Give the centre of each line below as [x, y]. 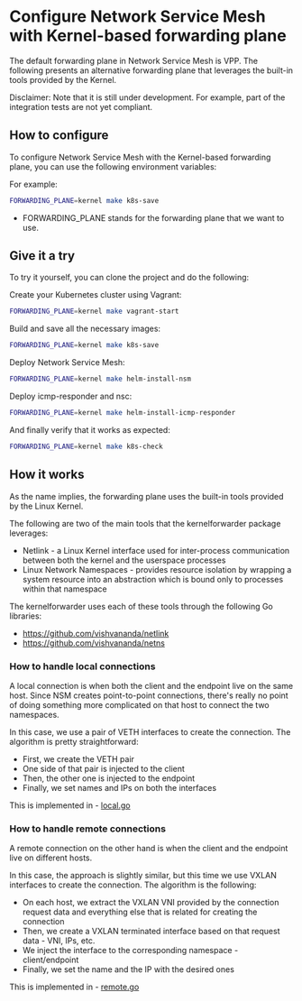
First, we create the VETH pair [78, 758]
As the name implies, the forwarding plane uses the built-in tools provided [146, 496]
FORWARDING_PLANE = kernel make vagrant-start [94, 312]
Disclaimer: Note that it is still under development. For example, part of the [147, 97]
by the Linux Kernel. [46, 506]
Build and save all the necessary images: [85, 329]
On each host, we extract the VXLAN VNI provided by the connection [151, 903]
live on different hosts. [51, 858]
